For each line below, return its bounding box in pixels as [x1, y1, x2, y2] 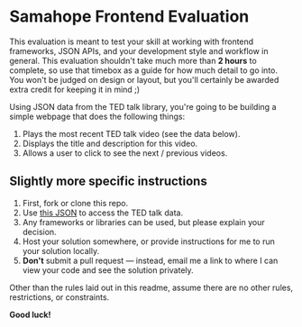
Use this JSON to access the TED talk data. [22, 207, 183, 218]
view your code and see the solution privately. [22, 264, 194, 276]
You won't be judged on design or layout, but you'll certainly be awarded [9, 74, 279, 85]
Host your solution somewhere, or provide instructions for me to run [22, 236, 275, 247]
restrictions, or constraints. [9, 291, 110, 303]
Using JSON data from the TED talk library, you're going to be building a [9, 101, 277, 112]
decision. [22, 226, 57, 237]
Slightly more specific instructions [9, 174, 207, 189]
